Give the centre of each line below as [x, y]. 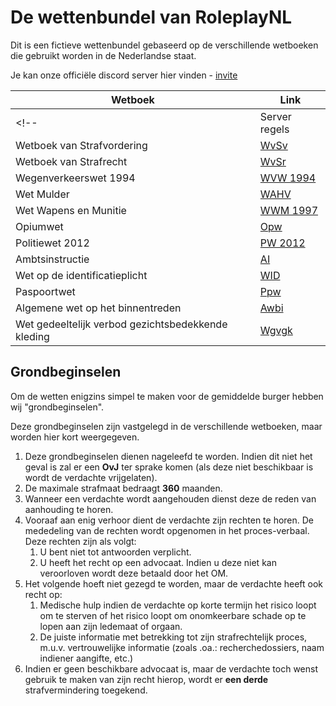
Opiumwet [39, 226]
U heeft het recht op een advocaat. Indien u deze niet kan [158, 562]
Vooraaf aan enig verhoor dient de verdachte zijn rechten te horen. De [169, 520]
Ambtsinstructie [52, 259]
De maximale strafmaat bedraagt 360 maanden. [123, 488]
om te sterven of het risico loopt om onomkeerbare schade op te [173, 615]
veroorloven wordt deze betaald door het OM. [134, 573]
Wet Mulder [42, 194]
